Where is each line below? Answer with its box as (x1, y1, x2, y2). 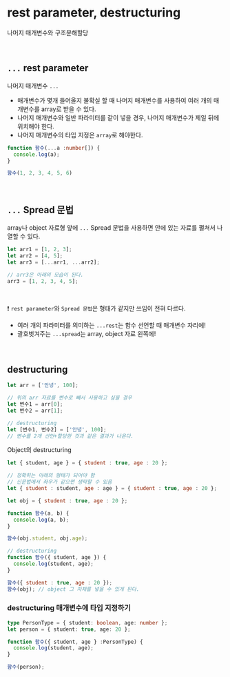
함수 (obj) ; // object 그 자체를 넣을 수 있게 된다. (7, 585, 140, 593)
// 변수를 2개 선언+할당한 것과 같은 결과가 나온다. (7, 433, 134, 440)
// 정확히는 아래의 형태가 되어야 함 (7, 472, 95, 479)
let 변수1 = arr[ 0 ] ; (7, 401, 63, 408)
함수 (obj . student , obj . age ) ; (7, 535, 88, 542)
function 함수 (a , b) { (7, 509, 70, 517)
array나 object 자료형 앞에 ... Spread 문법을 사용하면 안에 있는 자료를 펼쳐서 (7, 224, 216, 232)
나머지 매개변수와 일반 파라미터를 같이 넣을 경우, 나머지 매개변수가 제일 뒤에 (17, 113, 220, 121)
